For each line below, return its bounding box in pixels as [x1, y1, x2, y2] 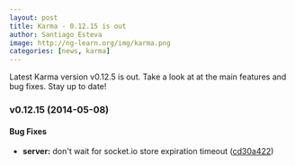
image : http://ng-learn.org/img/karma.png [9, 38, 171, 48]
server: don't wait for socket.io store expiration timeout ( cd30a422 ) [22, 146, 274, 157]
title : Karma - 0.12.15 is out [9, 22, 127, 31]
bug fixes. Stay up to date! [9, 81, 107, 92]
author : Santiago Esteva [9, 30, 103, 39]
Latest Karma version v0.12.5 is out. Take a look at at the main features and [9, 71, 287, 82]
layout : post [9, 13, 58, 23]
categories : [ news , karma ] [9, 47, 111, 56]
